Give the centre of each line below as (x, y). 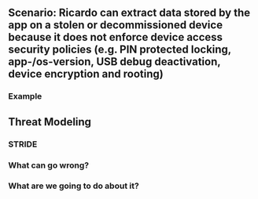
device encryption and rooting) (86, 74)
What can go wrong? (48, 165)
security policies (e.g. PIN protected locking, (120, 50)
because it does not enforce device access (115, 37)
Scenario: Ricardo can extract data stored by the (129, 13)
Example (25, 96)
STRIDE (23, 144)
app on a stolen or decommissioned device (115, 25)
